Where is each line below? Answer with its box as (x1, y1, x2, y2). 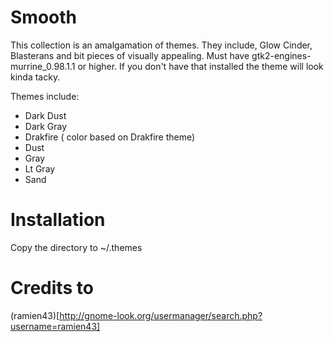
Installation (10, 209, 106, 231)
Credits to (10, 277, 94, 300)
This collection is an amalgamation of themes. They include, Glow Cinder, (10, 39, 313, 51)
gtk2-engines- (251, 49, 312, 61)
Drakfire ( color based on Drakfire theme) (24, 131, 196, 143)
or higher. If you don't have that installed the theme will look (77, 60, 324, 72)
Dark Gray (24, 120, 68, 132)
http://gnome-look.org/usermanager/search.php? (59, 309, 263, 321)
